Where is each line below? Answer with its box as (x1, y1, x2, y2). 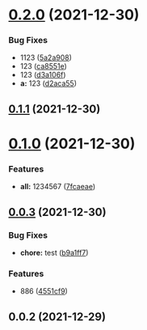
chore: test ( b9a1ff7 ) (19, 248, 89, 258)
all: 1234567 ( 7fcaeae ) (19, 182, 95, 192)
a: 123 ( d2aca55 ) (19, 78, 78, 88)
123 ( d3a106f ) (19, 70, 66, 80)
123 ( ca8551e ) (19, 61, 67, 71)
